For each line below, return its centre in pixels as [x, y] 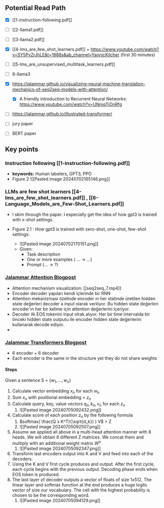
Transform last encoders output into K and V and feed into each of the [83, 453]
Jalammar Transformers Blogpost [46, 342]
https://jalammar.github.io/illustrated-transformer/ [62, 114]
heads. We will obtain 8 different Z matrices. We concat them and [78, 437]
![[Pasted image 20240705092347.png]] [60, 448]
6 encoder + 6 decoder [36, 353]
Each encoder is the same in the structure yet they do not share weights [84, 358]
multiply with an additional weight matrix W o [56, 443]
